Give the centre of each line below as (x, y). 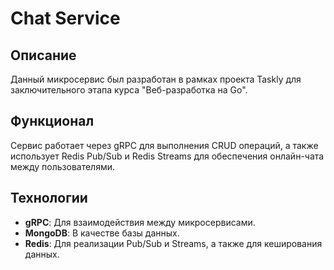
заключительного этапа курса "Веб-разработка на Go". (129, 90)
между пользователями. (63, 166)
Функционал (52, 121)
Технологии (49, 198)
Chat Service (65, 18)
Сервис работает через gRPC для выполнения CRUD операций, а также (164, 145)
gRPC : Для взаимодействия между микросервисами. (140, 222)
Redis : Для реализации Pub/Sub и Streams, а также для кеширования (173, 243)
